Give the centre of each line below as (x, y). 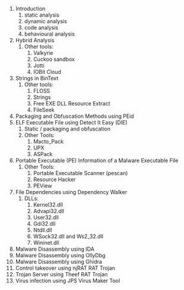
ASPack (43, 154)
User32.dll (46, 217)
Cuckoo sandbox (54, 59)
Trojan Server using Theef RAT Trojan (61, 274)
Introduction (30, 9)
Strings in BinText (37, 78)
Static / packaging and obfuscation (67, 129)
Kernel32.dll (48, 205)
